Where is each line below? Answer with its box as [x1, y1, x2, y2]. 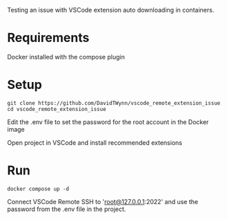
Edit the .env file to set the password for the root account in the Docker [7, 117, 209, 126]
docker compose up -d [7, 186, 70, 192]
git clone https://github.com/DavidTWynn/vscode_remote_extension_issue [7, 99, 221, 106]
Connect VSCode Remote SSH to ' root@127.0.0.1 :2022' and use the [7, 197, 199, 206]
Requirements [7, 30, 90, 46]
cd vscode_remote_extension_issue [7, 106, 107, 112]
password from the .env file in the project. [7, 205, 126, 213]
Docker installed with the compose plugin [7, 52, 126, 61]
